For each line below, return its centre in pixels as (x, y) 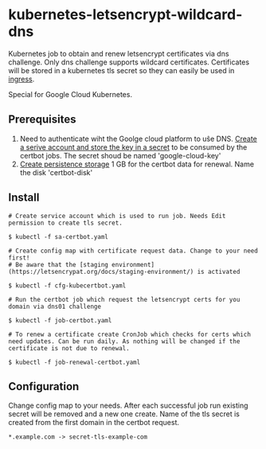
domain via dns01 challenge (55, 306)
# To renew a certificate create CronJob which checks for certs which (129, 334)
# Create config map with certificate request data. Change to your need (133, 251)
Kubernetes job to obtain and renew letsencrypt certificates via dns (119, 53)
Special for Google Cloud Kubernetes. (70, 94)
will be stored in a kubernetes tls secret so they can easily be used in (121, 70)
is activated (219, 271)
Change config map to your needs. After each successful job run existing (128, 406)
